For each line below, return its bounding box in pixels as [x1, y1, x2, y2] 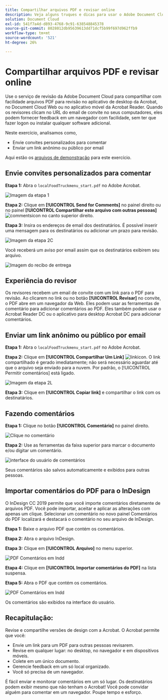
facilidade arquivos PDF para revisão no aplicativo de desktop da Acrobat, [5, 98, 158, 104]
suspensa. [5, 570, 26, 576]
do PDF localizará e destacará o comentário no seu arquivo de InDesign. [5, 516, 154, 522]
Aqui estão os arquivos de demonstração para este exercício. [5, 154, 131, 161]
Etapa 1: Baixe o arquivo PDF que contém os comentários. [5, 525, 125, 532]
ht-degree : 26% [5, 40, 37, 45]
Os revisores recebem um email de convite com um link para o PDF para [5, 290, 154, 296]
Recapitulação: [5, 614, 53, 622]
